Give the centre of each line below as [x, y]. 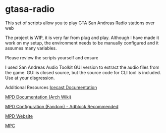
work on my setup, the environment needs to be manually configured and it [82, 43]
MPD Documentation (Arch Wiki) [38, 97]
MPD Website [19, 116]
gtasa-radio [30, 9]
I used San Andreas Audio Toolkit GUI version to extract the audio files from [82, 67]
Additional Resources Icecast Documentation [51, 87]
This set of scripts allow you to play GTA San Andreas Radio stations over [80, 23]
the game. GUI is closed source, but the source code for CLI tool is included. [83, 72]
